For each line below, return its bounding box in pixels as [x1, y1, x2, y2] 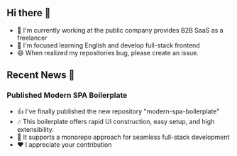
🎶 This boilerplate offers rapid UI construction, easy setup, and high [16, 117, 215, 126]
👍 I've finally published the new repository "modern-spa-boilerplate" [16, 107, 220, 116]
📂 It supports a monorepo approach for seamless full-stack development [16, 133, 230, 141]
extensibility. [16, 125, 55, 133]
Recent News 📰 [6, 69, 75, 82]
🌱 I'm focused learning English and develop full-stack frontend [16, 40, 200, 50]
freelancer [16, 33, 48, 42]
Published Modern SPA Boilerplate [6, 90, 128, 100]
